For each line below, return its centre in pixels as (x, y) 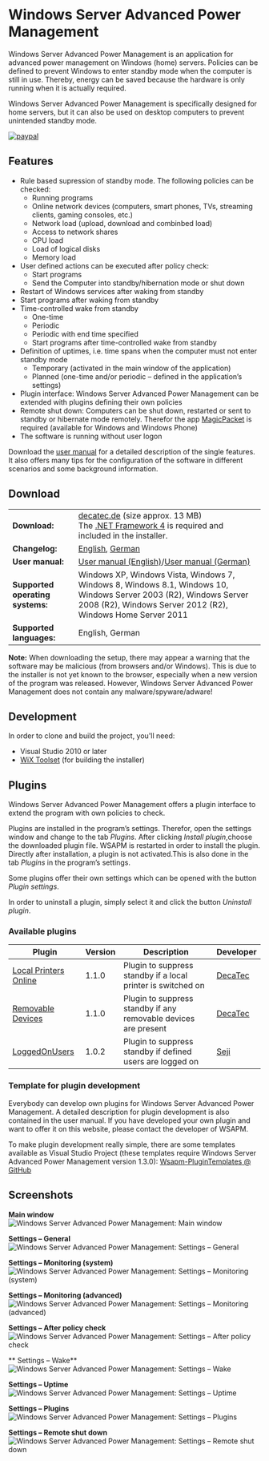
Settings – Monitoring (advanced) (65, 1295)
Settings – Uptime (38, 1384)
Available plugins (43, 931)
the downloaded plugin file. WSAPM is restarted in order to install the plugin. (134, 846)
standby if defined (157, 1051)
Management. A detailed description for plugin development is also (119, 1112)
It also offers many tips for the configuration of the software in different (126, 460)
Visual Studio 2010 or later (63, 752)
